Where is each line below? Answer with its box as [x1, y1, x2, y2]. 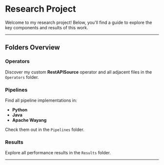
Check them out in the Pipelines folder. [5, 127, 84, 132]
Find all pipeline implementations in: [5, 97, 77, 103]
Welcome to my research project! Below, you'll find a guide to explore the [5, 19, 152, 25]
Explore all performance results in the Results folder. [5, 150, 111, 156]
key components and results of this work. [5, 24, 88, 30]
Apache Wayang [12, 117, 47, 123]
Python [12, 107, 28, 112]
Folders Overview [5, 43, 60, 52]
